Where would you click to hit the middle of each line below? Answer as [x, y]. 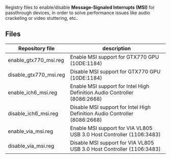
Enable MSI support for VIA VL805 [111, 128]
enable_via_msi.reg [31, 131]
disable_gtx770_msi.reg [36, 75]
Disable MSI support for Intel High [110, 107]
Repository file [36, 48]
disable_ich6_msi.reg [33, 113]
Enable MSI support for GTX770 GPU [115, 57]
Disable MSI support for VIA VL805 [112, 143]
